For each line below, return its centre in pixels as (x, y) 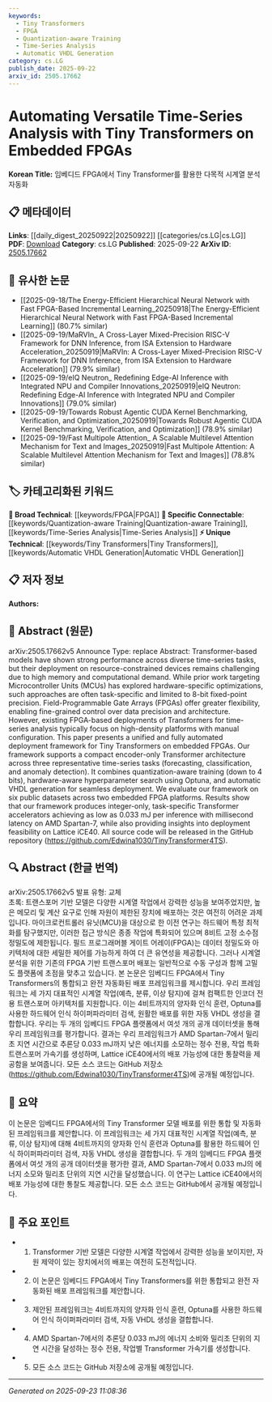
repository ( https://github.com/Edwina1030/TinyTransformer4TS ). (118, 840)
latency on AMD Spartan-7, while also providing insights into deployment (130, 823)
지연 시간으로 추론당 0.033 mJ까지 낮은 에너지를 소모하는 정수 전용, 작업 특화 (138, 1044)
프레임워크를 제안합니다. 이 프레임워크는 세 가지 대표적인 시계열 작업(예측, (132, 1133)
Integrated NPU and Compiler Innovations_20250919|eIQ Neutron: (130, 386)
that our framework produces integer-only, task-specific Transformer (123, 805)
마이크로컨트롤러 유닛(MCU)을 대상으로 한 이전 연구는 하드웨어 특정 (138, 923)
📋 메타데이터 (40, 212)
